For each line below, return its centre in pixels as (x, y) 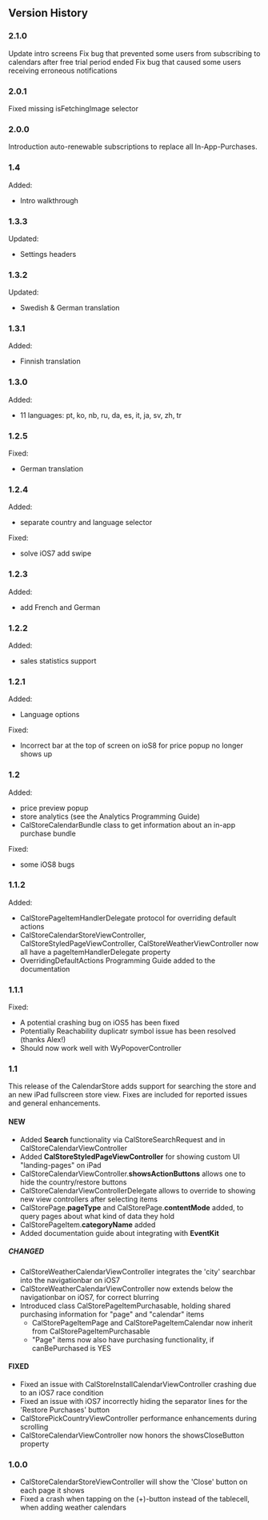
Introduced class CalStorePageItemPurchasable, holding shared (125, 1305)
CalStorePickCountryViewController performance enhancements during (138, 1418)
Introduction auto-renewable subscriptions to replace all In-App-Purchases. (133, 146)
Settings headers (48, 254)
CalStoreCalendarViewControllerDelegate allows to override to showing (138, 1190)
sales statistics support (58, 660)
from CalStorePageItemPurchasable (91, 1331)
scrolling (34, 1426)
